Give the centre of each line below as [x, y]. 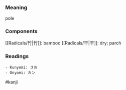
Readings [17, 56]
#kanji [12, 82]
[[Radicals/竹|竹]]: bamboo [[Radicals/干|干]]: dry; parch [63, 43]
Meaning [16, 7]
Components [21, 31]
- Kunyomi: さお [21, 67]
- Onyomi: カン [20, 72]
